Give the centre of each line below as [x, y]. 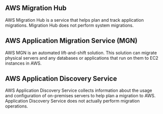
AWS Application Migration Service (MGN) [71, 41]
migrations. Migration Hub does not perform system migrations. [69, 25]
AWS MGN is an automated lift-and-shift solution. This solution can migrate [81, 53]
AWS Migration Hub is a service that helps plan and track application [74, 20]
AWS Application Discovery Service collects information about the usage [79, 90]
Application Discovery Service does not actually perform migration [72, 101]
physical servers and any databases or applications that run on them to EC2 [82, 58]
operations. [17, 106]
